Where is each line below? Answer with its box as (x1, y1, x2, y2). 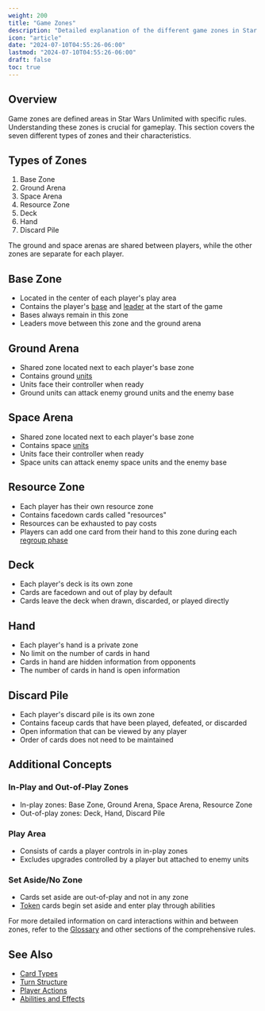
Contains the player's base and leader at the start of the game (19, 302, 224, 311)
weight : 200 (8, 11, 48, 20)
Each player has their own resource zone (19, 501, 154, 511)
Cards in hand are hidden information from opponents (19, 657, 196, 667)
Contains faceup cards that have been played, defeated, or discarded (19, 718, 248, 727)
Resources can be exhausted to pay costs (19, 518, 157, 528)
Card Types (19, 969, 58, 978)
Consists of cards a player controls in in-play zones (19, 847, 188, 856)
